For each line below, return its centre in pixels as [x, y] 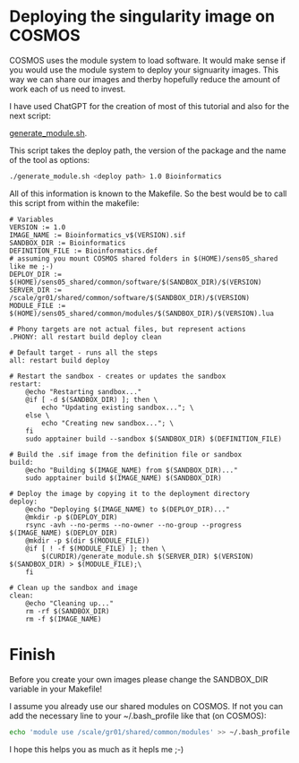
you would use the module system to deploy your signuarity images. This [144, 70]
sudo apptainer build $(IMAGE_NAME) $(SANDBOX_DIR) [124, 478]
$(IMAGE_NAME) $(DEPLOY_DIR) [64, 533]
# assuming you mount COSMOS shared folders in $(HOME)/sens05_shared [144, 258]
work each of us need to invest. [68, 89]
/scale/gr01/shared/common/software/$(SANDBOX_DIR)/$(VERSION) [130, 297]
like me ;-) [31, 266]
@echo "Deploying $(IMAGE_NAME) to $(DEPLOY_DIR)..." [128, 509]
